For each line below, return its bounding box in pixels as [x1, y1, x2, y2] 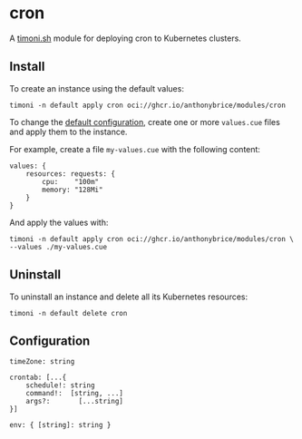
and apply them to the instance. [9, 126, 128, 137]
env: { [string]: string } [9, 421, 112, 430]
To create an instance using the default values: [9, 83, 184, 93]
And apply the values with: [9, 217, 109, 228]
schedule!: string [25, 381, 95, 390]
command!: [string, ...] [25, 389, 124, 398]
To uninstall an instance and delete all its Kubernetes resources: [9, 291, 248, 302]
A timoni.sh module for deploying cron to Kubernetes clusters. [9, 33, 242, 44]
